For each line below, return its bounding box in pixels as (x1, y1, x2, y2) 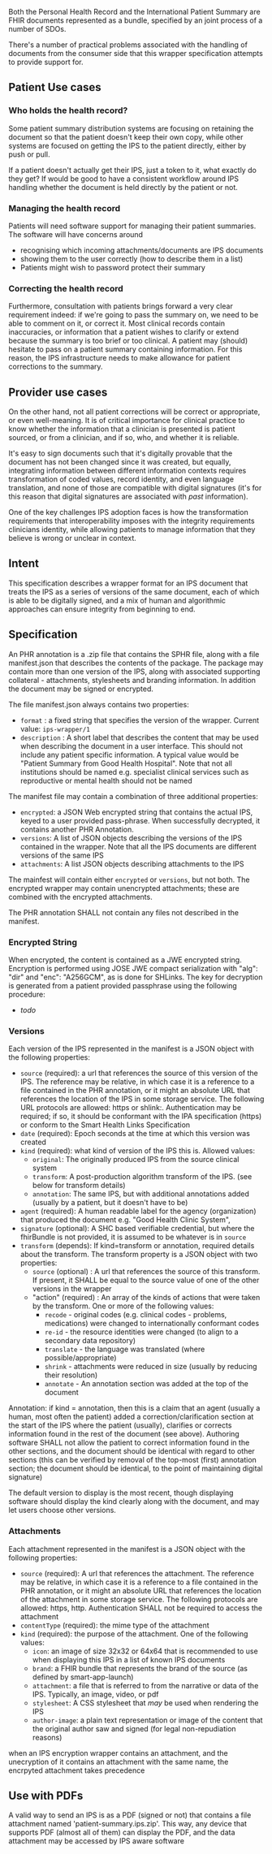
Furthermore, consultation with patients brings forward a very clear (8, 301, 233, 311)
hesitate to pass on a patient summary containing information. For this (8, 344, 243, 354)
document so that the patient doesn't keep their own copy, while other (8, 132, 244, 141)
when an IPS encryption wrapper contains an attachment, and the (8, 1748, 229, 1757)
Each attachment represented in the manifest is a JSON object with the (8, 1544, 246, 1554)
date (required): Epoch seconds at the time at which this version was (19, 1129, 250, 1139)
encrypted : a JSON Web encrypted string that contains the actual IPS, (19, 807, 253, 817)
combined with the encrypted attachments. (8, 892, 153, 901)
